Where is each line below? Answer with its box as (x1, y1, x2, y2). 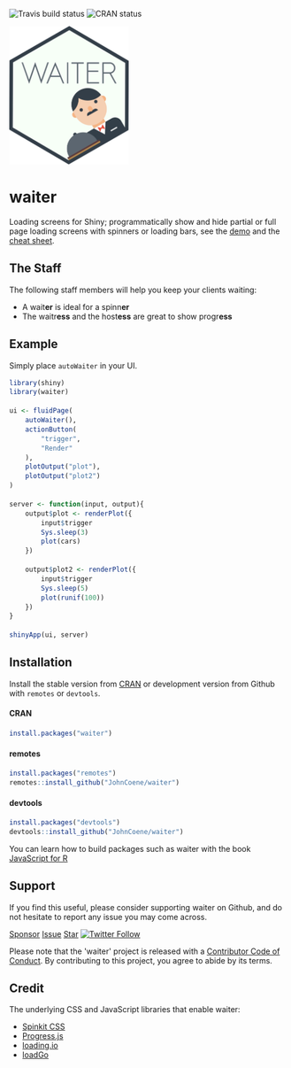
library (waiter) (9, 388, 69, 397)
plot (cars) (41, 537, 81, 546)
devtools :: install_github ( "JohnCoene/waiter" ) (9, 827, 184, 836)
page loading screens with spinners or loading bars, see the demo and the (9, 226, 280, 236)
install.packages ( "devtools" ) (9, 818, 121, 827)
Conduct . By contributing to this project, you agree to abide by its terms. (9, 955, 272, 965)
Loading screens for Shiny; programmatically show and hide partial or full (9, 216, 277, 227)
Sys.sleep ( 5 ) (41, 584, 89, 592)
